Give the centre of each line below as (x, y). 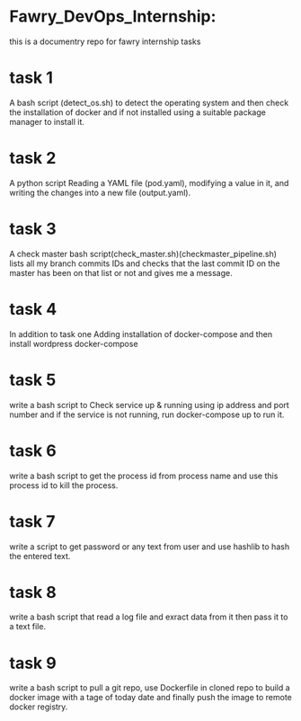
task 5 (33, 380)
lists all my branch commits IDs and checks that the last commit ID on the (145, 263)
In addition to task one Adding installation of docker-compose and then (141, 334)
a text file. (28, 627)
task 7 (32, 521)
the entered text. (40, 556)
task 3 (33, 229)
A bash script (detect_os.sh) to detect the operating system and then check (149, 102)
